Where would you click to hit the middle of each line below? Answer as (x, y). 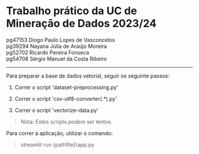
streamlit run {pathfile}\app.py (57, 145)
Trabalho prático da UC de (72, 11)
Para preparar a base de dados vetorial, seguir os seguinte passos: (88, 76)
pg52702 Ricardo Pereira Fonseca (48, 52)
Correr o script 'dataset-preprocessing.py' (66, 87)
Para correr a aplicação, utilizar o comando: (60, 133)
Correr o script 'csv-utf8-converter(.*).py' (66, 98)
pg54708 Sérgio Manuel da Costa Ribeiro (57, 59)
